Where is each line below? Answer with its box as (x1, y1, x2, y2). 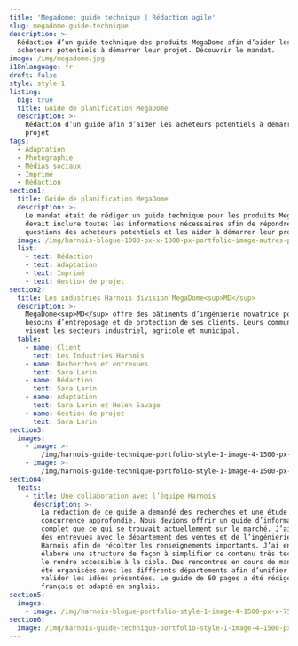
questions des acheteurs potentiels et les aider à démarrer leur (25, 227, 276, 236)
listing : (9, 87, 42, 96)
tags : (9, 137, 29, 146)
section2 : (9, 285, 46, 294)
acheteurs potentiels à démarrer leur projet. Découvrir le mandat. (17, 46, 276, 55)
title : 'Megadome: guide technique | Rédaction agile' (9, 12, 216, 22)
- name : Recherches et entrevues (25, 359, 149, 368)
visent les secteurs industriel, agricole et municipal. (25, 327, 240, 335)
